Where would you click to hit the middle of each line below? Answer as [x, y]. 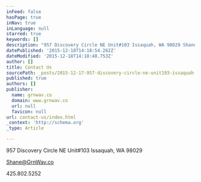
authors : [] [21, 84]
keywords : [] [22, 39]
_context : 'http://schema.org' [45, 123]
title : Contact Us [29, 67]
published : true [26, 78]
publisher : [20, 90]
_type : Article [25, 128]
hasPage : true [24, 17]
